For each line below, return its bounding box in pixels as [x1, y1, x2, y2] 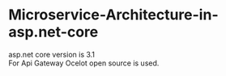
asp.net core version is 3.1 [8, 49, 96, 59]
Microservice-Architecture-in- [8, 6, 219, 24]
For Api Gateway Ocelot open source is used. [8, 58, 160, 68]
